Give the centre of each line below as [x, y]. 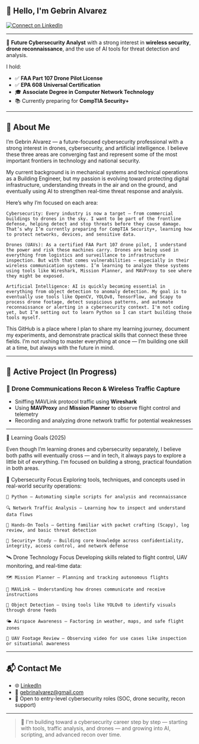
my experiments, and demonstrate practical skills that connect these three [97, 335]
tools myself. [24, 318]
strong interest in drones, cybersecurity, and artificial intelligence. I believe [97, 148]
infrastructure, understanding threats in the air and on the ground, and [92, 184]
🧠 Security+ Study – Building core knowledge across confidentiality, [95, 541]
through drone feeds [32, 610]
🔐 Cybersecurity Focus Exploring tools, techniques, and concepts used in [96, 480]
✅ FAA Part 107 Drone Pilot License [59, 78]
